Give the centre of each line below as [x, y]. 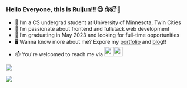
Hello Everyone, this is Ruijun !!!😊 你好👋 [64, 9]
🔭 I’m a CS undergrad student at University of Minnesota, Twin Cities [98, 22]
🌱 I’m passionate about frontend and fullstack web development [92, 29]
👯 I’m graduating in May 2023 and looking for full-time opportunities [97, 35]
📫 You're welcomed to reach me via [59, 54]
